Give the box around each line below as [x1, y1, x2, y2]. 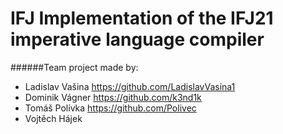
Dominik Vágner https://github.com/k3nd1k [24, 91, 202, 103]
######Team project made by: [10, 61, 139, 73]
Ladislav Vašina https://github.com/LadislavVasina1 [24, 80, 236, 92]
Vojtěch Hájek [24, 112, 83, 124]
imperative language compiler [10, 28, 265, 51]
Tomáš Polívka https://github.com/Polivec [24, 102, 197, 114]
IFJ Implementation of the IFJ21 [10, 7, 274, 30]
